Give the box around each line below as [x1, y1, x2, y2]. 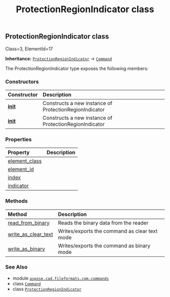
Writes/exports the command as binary [58, 242, 151, 249]
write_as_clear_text [8, 230, 53, 238]
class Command [12, 280, 41, 286]
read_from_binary [8, 219, 50, 226]
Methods [5, 197, 28, 205]
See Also [5, 263, 28, 271]
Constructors [5, 78, 39, 85]
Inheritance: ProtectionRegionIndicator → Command [5, 55, 112, 61]
